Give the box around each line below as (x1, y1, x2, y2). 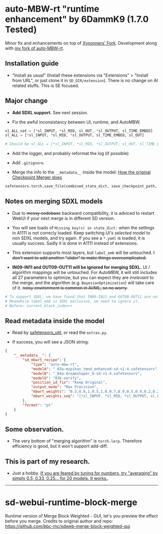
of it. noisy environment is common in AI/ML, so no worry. (12, 285, 128, 291)
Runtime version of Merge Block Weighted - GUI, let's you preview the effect (5, 513, 158, 518)
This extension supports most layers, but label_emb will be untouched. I (12, 249, 155, 256)
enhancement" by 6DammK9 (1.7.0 (5, 14, 149, 25)
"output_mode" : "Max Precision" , (31, 385, 98, 390)
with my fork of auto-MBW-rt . (5, 45, 65, 51)
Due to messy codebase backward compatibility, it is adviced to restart (12, 210, 154, 216)
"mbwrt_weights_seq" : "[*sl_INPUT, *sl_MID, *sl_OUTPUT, (31, 394, 149, 399)
